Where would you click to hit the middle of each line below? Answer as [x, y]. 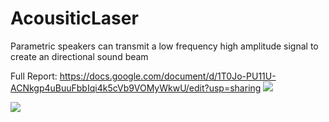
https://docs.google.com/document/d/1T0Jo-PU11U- [168, 76]
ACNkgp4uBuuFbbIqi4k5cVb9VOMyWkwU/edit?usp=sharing [136, 88]
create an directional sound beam [79, 56]
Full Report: [34, 76]
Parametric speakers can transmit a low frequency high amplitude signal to [164, 46]
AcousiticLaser [74, 18]
